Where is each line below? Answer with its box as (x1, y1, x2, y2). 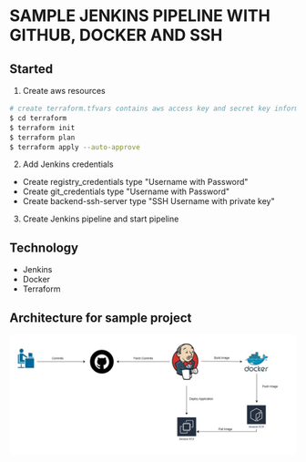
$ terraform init (9, 123, 76, 132)
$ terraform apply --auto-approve (9, 142, 141, 151)
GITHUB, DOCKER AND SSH (9, 25, 223, 46)
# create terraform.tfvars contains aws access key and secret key (9, 104, 271, 113)
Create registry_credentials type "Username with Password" (22, 177, 249, 188)
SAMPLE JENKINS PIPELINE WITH (9, 5, 270, 26)
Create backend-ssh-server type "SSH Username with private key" (22, 196, 275, 207)
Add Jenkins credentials (22, 159, 114, 169)
